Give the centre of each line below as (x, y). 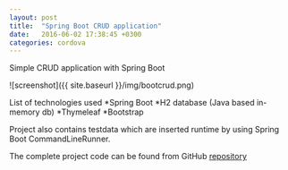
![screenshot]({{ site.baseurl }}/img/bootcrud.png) (102, 85)
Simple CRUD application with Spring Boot (87, 68)
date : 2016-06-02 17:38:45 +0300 (76, 34)
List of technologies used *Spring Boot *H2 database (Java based (132, 103)
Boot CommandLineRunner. (60, 139)
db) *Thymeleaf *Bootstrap (93, 112)
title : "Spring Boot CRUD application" (86, 26)
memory (25, 112)
